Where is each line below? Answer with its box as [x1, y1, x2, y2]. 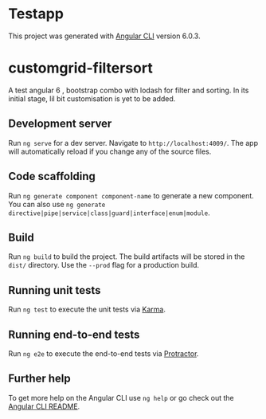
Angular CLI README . [8, 401, 80, 411]
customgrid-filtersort [8, 59, 153, 77]
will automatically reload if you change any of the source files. [8, 147, 212, 156]
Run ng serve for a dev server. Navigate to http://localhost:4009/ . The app [8, 138, 259, 147]
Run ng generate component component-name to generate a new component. [8, 190, 255, 200]
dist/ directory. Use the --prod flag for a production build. [8, 260, 199, 270]
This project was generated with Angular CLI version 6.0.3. [8, 31, 201, 41]
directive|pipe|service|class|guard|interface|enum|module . [8, 208, 210, 217]
